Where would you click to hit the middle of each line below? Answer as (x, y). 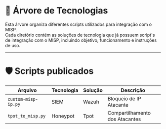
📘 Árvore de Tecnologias (57, 11)
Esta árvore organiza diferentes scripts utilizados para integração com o (79, 24)
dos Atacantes (124, 119)
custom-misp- (23, 99)
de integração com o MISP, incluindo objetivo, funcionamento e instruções (81, 40)
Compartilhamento (129, 113)
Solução (93, 90)
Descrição (133, 90)
